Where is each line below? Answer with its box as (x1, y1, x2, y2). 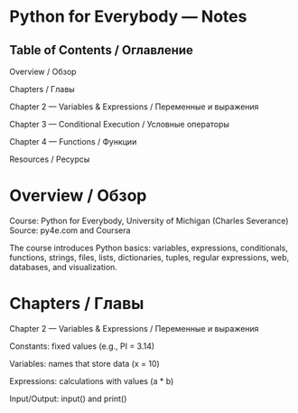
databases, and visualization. (9, 261, 117, 272)
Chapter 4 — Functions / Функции (9, 136, 137, 146)
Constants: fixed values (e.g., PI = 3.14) (9, 341, 155, 352)
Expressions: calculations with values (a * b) (9, 375, 174, 386)
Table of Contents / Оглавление (9, 42, 194, 58)
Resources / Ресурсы (9, 154, 90, 164)
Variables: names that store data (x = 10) (9, 358, 160, 369)
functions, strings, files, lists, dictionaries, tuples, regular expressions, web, (9, 251, 290, 263)
